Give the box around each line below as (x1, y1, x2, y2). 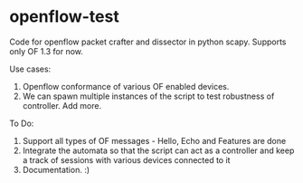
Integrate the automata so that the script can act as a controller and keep (22, 145, 295, 156)
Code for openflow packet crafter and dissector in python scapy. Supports (9, 36, 287, 47)
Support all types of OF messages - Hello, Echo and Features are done (22, 135, 287, 146)
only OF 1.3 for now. (9, 45, 84, 56)
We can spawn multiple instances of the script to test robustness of (22, 91, 275, 101)
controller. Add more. (22, 100, 102, 111)
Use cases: (9, 63, 52, 74)
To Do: (9, 118, 34, 129)
